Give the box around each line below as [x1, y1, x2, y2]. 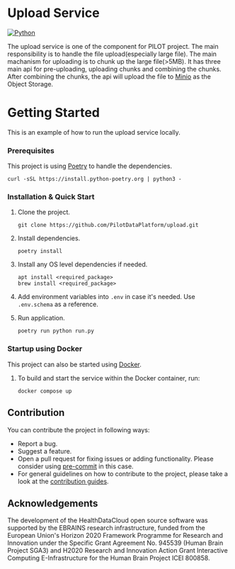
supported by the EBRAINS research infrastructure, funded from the [7, 524, 205, 532]
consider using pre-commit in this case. [17, 462, 134, 471]
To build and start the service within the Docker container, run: [17, 373, 200, 382]
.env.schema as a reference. [17, 300, 99, 309]
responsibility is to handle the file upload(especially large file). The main [7, 50, 217, 58]
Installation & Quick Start [7, 192, 95, 202]
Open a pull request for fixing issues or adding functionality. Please [17, 454, 214, 463]
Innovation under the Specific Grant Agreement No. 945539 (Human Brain [7, 539, 224, 547]
